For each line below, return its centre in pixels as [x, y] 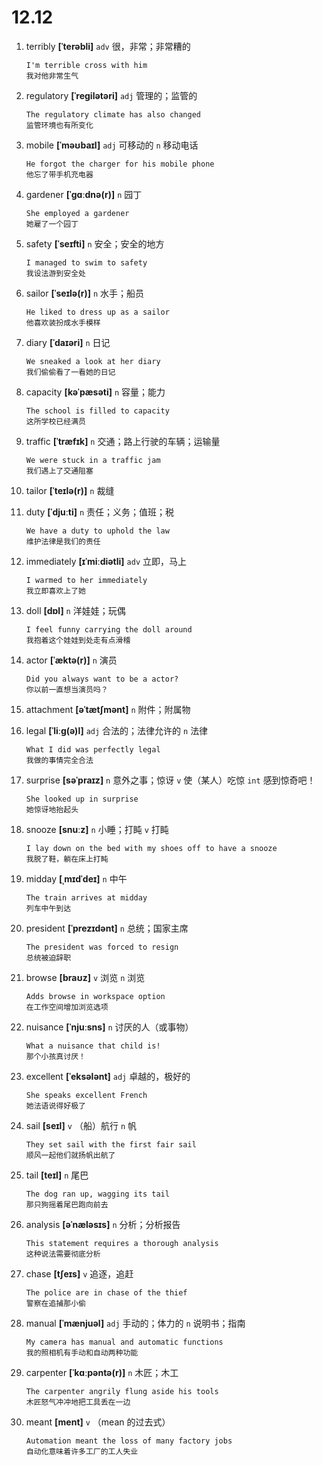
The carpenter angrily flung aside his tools [122, 1391]
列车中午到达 [48, 908]
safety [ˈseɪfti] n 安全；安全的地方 [95, 243]
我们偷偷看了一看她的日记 [70, 372]
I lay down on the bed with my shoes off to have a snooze [151, 848]
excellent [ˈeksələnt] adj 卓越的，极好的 [108, 1076]
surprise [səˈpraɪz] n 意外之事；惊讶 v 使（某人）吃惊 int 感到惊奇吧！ [170, 780]
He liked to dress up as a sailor [97, 312]
